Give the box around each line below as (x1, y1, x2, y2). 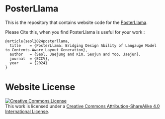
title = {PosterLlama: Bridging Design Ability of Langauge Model (9, 43, 157, 48)
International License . (5, 108, 50, 115)
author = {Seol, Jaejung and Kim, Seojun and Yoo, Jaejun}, (9, 52, 141, 57)
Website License (5, 82, 76, 93)
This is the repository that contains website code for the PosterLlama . (5, 19, 148, 25)
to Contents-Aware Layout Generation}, (5, 47, 88, 52)
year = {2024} (9, 60, 48, 65)
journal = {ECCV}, (9, 56, 50, 61)
